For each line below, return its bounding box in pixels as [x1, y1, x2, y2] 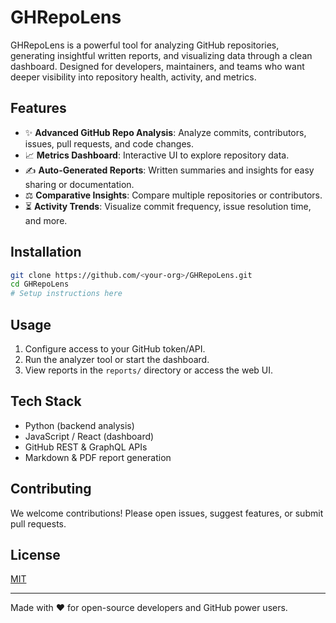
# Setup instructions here [10, 289, 123, 299]
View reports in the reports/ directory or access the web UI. [24, 364, 274, 376]
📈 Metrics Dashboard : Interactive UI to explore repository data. [24, 149, 290, 161]
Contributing [10, 481, 92, 498]
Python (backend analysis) [24, 419, 135, 431]
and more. [24, 214, 68, 226]
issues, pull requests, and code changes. [24, 137, 195, 150]
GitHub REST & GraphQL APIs [24, 441, 148, 453]
